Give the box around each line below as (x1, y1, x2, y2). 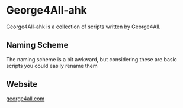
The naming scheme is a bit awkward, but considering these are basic (6, 55, 178, 63)
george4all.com (6, 95, 45, 102)
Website (6, 79, 37, 89)
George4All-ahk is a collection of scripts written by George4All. (6, 23, 161, 30)
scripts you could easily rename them (6, 62, 98, 69)
